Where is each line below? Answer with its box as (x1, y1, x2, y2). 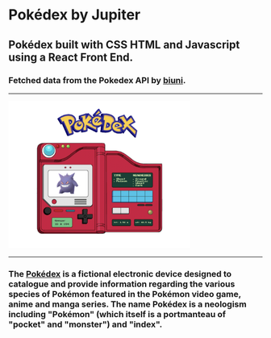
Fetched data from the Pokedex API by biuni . (8, 74, 186, 86)
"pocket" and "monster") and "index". (8, 319, 163, 330)
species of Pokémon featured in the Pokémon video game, (8, 289, 242, 300)
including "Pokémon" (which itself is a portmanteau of (8, 309, 227, 320)
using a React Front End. (8, 50, 134, 64)
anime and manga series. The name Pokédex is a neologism (8, 298, 248, 310)
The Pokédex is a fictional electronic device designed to (8, 269, 232, 280)
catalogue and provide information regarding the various (8, 278, 236, 290)
